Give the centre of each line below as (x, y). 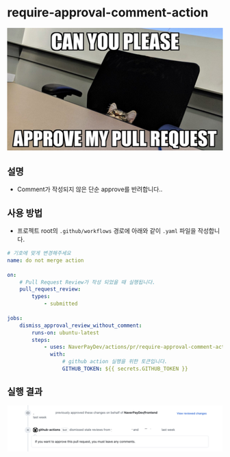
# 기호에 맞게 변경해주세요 (39, 254)
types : (41, 297)
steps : (41, 340)
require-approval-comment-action (108, 13)
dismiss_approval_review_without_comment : (81, 325)
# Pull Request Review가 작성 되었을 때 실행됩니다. (88, 282)
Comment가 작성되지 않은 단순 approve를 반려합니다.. (90, 189)
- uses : (55, 347)
